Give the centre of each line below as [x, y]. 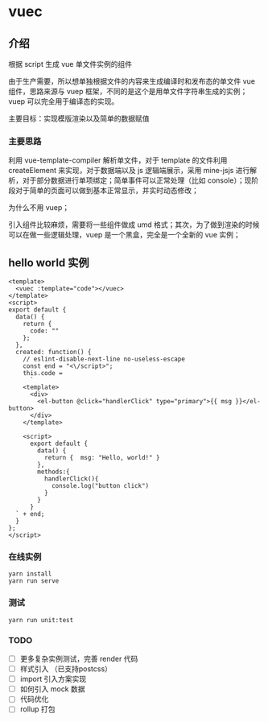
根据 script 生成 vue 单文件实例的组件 [70, 64]
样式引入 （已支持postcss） [66, 669]
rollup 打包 [37, 709]
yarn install [30, 574]
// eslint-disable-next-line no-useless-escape [104, 359]
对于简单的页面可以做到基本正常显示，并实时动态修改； [107, 191]
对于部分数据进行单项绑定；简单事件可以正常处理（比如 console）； [133, 180]
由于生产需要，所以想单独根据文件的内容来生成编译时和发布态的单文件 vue [132, 81]
